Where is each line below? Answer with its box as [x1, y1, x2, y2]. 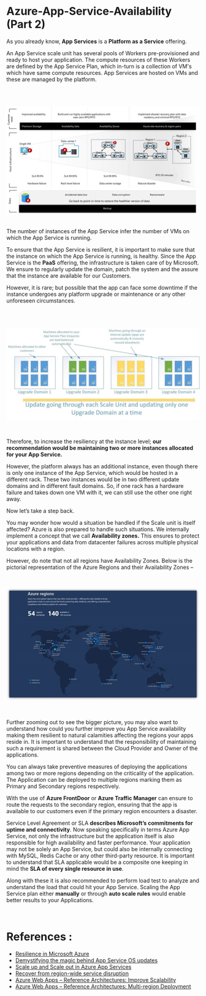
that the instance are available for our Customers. [6, 272, 132, 280]
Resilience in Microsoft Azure [15, 950, 90, 957]
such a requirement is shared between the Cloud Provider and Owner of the [6, 744, 198, 752]
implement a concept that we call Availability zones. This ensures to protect [6, 532, 200, 539]
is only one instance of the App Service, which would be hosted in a [6, 469, 178, 476]
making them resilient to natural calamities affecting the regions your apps [6, 732, 194, 739]
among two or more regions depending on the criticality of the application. [6, 769, 194, 777]
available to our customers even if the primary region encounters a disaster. [6, 807, 198, 814]
